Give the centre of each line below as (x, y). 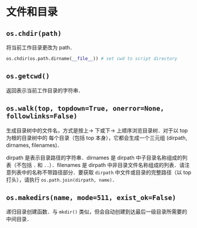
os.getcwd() (28, 76)
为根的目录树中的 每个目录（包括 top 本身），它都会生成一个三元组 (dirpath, (97, 138)
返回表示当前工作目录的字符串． (45, 90)
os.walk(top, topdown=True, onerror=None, (85, 108)
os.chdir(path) (34, 33)
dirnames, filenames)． (34, 145)
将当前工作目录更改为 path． (41, 47)
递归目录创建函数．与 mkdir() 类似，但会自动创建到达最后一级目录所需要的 (96, 212)
